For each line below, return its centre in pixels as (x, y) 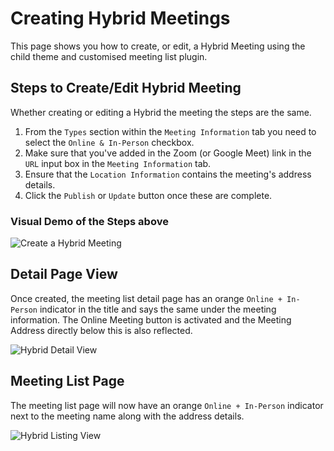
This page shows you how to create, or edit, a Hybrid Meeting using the (158, 46)
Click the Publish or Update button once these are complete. (148, 195)
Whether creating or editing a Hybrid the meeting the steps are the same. (161, 112)
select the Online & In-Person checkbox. (109, 142)
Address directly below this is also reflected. (101, 330)
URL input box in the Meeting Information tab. (118, 163)
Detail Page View (64, 274)
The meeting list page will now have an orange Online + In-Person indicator (167, 405)
